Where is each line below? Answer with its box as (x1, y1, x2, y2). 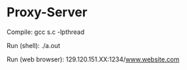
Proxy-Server (6, 4, 88, 21)
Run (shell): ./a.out (6, 41, 61, 49)
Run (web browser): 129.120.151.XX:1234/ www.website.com (6, 54, 180, 64)
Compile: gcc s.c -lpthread (6, 28, 85, 36)
